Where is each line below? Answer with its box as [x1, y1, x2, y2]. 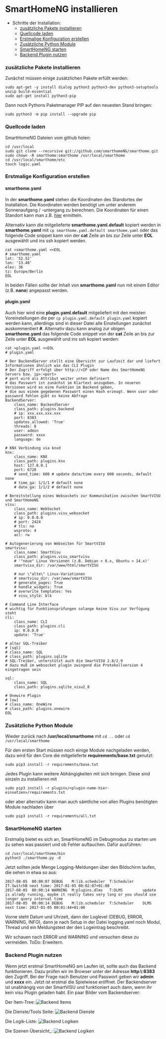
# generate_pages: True [14, 580, 63, 585]
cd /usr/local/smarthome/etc [5, 157, 65, 162]
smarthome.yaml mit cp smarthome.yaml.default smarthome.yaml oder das [5, 227, 158, 233]
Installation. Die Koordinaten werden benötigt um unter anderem [5, 202, 136, 208]
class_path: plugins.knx [14, 458, 65, 464]
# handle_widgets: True [14, 584, 63, 589]
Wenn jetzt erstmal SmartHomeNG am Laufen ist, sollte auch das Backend [5, 963, 157, 969]
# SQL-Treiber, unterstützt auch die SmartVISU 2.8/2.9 [5, 658, 123, 663]
